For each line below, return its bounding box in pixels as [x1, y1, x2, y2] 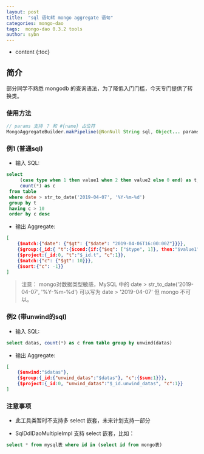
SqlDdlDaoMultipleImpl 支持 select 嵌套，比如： [15, 430, 135, 437]
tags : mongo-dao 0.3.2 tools [6, 26, 83, 32]
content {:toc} [15, 48, 50, 55]
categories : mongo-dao [6, 20, 64, 26]
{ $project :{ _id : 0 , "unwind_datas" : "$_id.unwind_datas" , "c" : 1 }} [17, 381, 183, 387]
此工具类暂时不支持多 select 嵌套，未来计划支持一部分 [15, 417, 151, 424]
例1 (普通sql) [6, 144, 44, 153]
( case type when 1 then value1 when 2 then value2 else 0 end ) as [19, 177, 192, 183]
